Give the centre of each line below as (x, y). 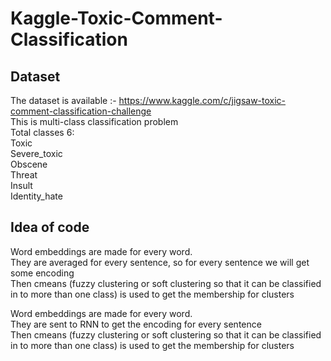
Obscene (29, 164)
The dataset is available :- (63, 100)
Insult (21, 185)
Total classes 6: (42, 132)
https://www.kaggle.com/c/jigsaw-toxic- (202, 100)
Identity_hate (36, 196)
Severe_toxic (36, 153)
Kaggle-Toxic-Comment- (116, 18)
